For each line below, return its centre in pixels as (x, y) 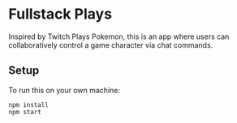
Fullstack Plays (60, 14)
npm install (28, 105)
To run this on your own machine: (64, 90)
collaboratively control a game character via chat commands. (111, 45)
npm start (25, 112)
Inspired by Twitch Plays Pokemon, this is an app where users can (119, 36)
